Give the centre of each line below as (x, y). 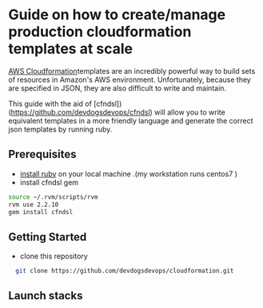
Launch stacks (46, 296)
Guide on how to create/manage (117, 15)
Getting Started (48, 237)
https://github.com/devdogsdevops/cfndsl (80, 112)
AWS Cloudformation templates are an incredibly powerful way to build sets (132, 71)
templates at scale (71, 49)
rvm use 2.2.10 (34, 205)
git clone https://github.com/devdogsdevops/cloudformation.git (125, 271)
